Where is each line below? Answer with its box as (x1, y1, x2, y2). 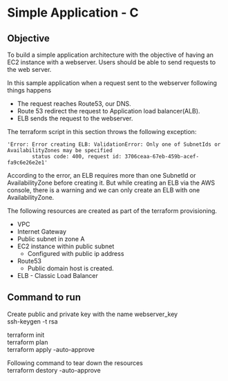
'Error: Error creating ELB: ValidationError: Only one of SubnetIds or (7, 141, 221, 148)
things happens (7, 86, 52, 94)
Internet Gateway (17, 227, 67, 236)
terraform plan (7, 337, 48, 346)
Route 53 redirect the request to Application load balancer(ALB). (17, 107, 200, 115)
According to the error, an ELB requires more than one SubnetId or (7, 171, 196, 179)
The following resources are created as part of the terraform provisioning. (7, 207, 218, 215)
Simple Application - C (7, 5, 139, 21)
